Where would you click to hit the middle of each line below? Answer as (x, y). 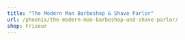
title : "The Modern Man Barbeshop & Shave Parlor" (81, 13)
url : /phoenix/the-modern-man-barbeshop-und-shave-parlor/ (93, 20)
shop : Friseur (27, 26)
